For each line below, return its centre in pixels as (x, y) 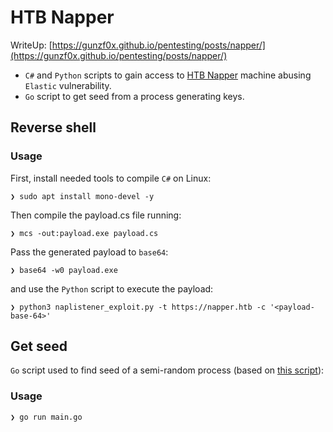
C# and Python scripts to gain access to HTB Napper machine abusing (168, 75)
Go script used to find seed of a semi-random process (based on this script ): (167, 370)
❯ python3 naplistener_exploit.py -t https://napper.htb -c (138, 307)
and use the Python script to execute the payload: (112, 288)
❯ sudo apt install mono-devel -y (82, 196)
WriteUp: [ (31, 45)
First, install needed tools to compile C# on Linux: (111, 178)
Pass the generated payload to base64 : (89, 252)
